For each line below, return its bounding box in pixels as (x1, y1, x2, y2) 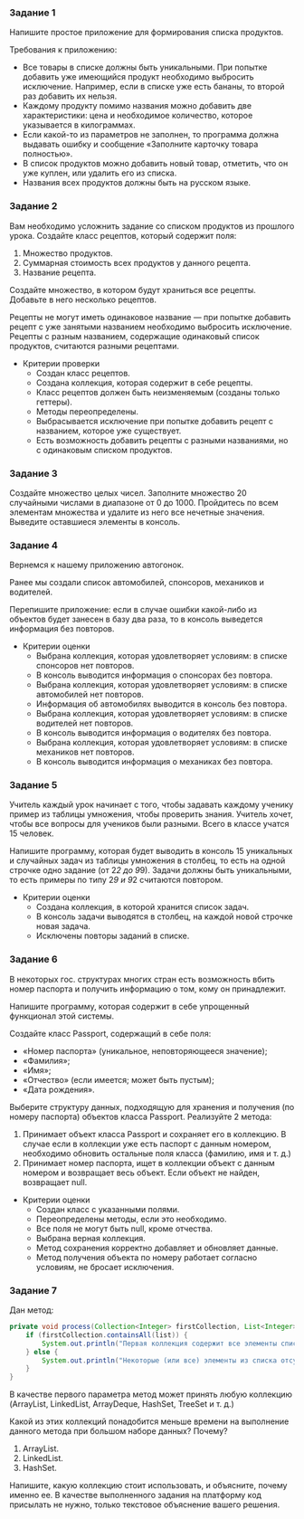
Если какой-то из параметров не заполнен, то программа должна (22, 129, 279, 140)
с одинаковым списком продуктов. (35, 444, 173, 455)
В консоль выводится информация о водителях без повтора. (35, 727, 271, 738)
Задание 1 (9, 6, 56, 19)
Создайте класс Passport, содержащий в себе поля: (9, 1028, 212, 1039)
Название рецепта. (22, 267, 97, 278)
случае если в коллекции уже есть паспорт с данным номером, (22, 1138, 271, 1149)
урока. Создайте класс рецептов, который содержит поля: (9, 230, 237, 241)
